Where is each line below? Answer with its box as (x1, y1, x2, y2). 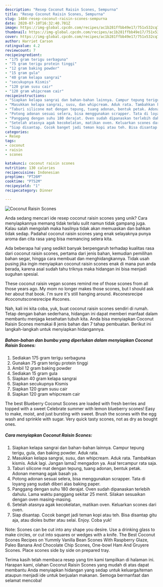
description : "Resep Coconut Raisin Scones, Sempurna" (5, 7, 118, 12)
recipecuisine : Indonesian (5, 170, 60, 175)
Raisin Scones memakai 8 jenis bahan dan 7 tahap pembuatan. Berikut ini (5, 321, 151, 327)
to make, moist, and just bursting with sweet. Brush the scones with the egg (5, 411, 157, 417)
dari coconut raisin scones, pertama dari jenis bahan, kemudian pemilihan (5, 250, 153, 256)
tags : (5, 138, 16, 144)
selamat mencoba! (5, 577, 42, 583)
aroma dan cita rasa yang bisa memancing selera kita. (5, 236, 113, 242)
